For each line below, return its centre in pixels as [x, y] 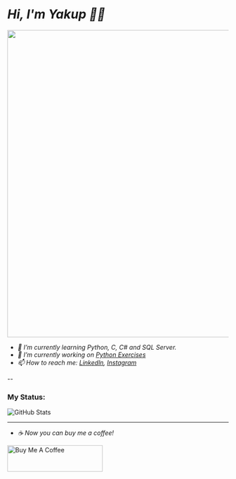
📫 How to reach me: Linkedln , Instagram [77, 362]
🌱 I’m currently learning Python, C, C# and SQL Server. [97, 347]
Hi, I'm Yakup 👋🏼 [56, 14]
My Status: [26, 397]
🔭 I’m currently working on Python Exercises [81, 355]
